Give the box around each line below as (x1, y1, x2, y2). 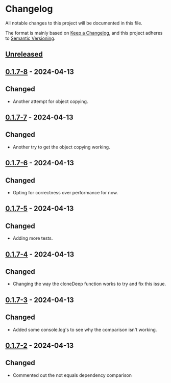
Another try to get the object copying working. (12, 144, 111, 150)
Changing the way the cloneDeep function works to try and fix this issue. (12, 281, 166, 287)
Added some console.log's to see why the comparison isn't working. (12, 326, 157, 333)
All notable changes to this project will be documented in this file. (5, 20, 143, 26)
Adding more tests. (12, 235, 53, 241)
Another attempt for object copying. (12, 98, 88, 105)
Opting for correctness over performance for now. (12, 189, 118, 195)
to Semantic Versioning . (5, 35, 56, 41)
